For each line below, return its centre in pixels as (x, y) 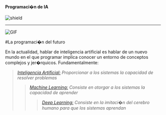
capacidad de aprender (54, 93)
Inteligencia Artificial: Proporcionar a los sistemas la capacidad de (85, 73)
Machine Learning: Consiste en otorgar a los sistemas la (87, 87)
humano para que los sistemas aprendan (84, 108)
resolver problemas (37, 78)
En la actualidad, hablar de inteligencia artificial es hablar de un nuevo (76, 52)
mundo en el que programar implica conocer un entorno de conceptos (77, 57)
